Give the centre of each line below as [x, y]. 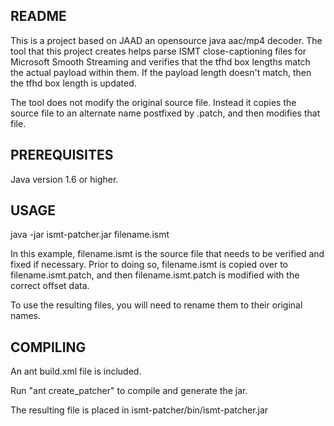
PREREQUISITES [62, 155]
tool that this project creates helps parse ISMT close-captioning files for [158, 51]
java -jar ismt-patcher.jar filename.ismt [90, 235]
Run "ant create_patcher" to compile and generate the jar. [129, 391]
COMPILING [48, 347]
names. [25, 316]
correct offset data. [50, 286]
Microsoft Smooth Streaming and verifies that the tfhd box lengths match [160, 61]
